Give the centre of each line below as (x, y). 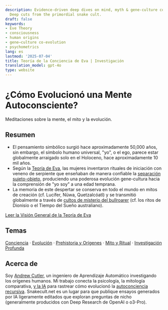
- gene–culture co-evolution (35, 42)
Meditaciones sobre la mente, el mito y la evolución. (59, 119)
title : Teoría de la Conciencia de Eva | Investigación (64, 61)
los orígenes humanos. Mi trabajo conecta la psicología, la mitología (75, 281)
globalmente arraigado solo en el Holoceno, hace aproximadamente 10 (85, 157)
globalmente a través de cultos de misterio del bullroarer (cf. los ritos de (86, 200)
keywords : (15, 24)
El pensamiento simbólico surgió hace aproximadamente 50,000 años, (85, 147)
